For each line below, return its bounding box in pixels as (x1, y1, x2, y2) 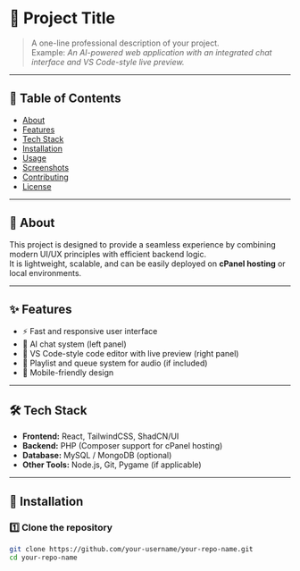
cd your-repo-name (9, 553, 78, 562)
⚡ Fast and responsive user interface (21, 326, 158, 337)
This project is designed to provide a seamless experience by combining (9, 239, 276, 249)
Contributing (21, 172, 69, 182)
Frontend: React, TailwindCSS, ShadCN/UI (21, 431, 179, 441)
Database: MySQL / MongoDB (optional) (21, 450, 172, 461)
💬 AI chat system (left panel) (21, 339, 127, 349)
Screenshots (21, 162, 70, 172)
